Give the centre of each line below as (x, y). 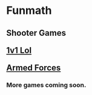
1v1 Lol (19, 50)
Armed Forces (34, 67)
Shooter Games (36, 33)
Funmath (29, 11)
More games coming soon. (46, 85)
